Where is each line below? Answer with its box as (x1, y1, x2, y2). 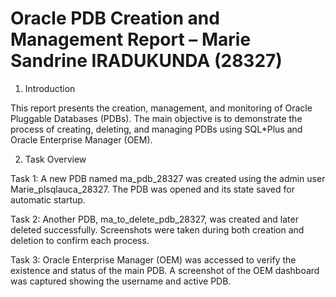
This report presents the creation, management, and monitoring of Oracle (10, 102, 313, 114)
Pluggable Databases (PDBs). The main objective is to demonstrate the (10, 112, 303, 124)
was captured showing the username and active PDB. (10, 275, 232, 287)
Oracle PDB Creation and (10, 7, 220, 30)
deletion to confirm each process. (10, 234, 150, 246)
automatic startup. (10, 193, 86, 206)
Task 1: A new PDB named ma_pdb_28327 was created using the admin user (10, 172, 326, 184)
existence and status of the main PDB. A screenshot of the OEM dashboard (10, 264, 320, 276)
